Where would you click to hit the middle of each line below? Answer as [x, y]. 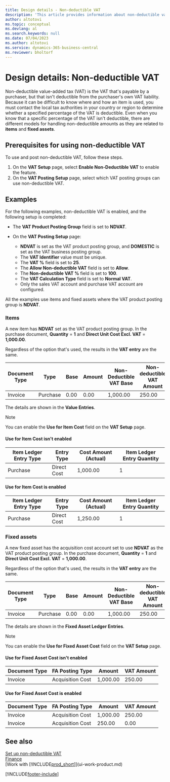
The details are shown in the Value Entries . [50, 407]
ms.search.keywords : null [32, 33]
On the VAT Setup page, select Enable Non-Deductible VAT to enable [86, 167]
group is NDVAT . [23, 305]
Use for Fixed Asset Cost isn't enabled [46, 658]
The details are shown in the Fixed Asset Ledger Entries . [65, 626]
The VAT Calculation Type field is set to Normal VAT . [76, 279]
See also [19, 741]
